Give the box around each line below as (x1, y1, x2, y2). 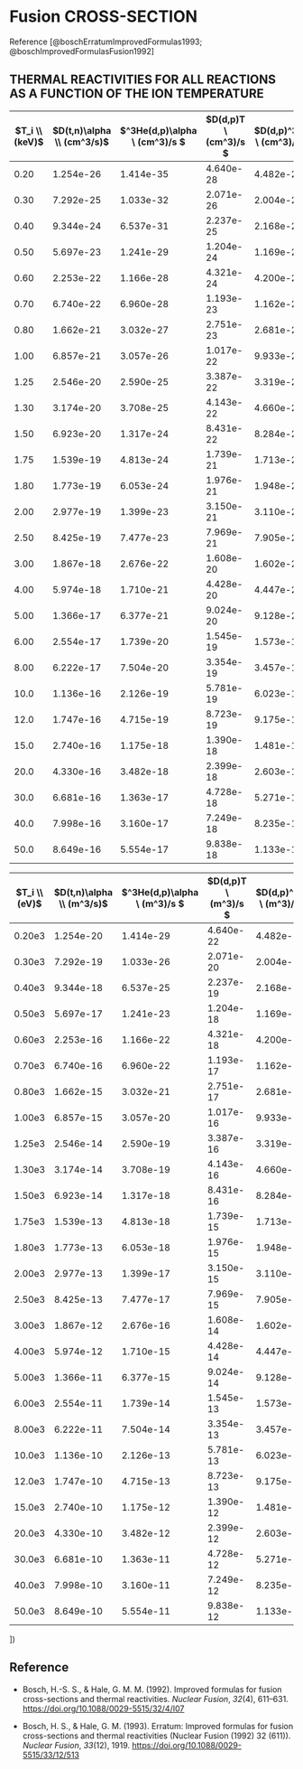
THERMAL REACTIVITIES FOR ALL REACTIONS (9, 72, 277, 88)
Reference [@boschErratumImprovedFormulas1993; (9, 36, 203, 47)
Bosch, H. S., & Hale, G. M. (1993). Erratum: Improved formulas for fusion (22, 1720, 294, 1731)
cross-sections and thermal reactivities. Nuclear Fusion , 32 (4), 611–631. (22, 1693, 289, 1704)
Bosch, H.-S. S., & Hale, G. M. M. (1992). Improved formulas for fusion (22, 1683, 282, 1695)
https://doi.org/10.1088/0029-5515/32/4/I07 (22, 1703, 185, 1714)
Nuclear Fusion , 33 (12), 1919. (22, 1739, 131, 1750)
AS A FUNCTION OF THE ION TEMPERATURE (9, 86, 264, 101)
